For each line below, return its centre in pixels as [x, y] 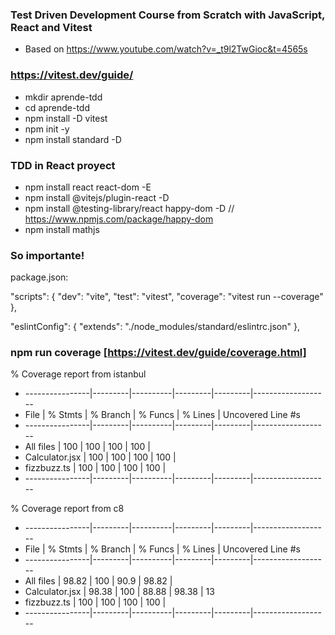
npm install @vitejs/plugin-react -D [97, 197]
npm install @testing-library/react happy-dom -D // [129, 208]
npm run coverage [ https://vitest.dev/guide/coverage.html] [158, 353]
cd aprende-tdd [57, 107]
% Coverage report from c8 [67, 509]
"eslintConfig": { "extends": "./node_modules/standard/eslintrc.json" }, [155, 327]
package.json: [39, 277]
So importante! [47, 255]
